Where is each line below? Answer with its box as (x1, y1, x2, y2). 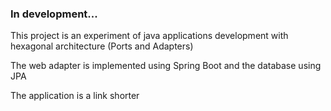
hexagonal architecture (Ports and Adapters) (10, 40, 194, 52)
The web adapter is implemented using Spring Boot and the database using (10, 60, 322, 72)
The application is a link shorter (10, 90, 140, 102)
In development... (10, 7, 98, 21)
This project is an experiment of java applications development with (10, 30, 289, 42)
